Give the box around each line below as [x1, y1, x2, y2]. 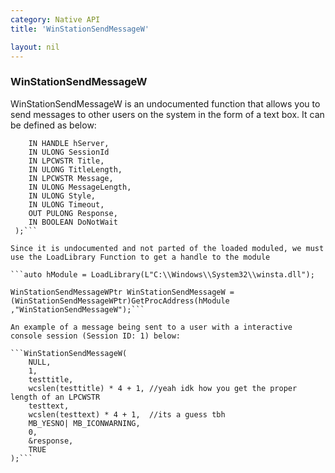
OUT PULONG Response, [28, 208, 118, 218]
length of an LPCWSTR [10, 392, 101, 402]
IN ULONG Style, [28, 191, 97, 201]
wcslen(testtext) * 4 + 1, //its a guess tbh [28, 409, 226, 420]
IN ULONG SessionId [28, 147, 110, 157]
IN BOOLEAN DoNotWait [28, 217, 118, 227]
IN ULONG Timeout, [28, 199, 105, 210]
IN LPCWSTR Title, [28, 156, 105, 166]
